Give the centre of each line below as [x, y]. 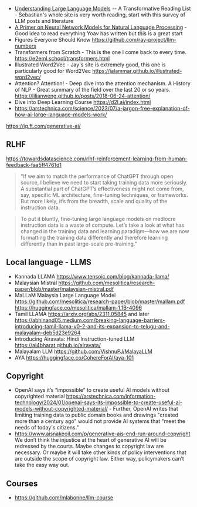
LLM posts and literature [44, 21]
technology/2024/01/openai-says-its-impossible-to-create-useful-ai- [98, 402]
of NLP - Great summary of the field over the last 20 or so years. [92, 90]
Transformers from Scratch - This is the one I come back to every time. [100, 52]
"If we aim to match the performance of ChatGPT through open [97, 176]
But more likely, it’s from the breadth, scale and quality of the [94, 201]
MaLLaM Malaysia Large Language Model [65, 295]
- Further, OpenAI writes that [144, 409]
